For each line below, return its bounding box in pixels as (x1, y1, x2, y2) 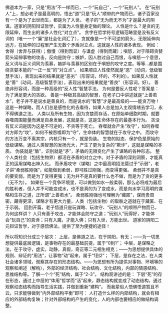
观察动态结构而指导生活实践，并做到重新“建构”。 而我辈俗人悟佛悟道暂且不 (5, 284, 159, 289)
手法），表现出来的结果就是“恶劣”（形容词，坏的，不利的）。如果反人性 (9, 73, 154, 79)
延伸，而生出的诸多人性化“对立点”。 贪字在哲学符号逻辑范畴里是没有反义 (9, 29, 159, 35)
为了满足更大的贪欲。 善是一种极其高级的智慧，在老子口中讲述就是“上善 (5, 92, 153, 97)
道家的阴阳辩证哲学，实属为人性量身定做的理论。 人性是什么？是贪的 (13, 23, 155, 29)
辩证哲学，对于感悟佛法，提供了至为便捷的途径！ (9, 223, 110, 229)
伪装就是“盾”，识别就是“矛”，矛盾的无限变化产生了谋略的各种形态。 (14, 148, 154, 154)
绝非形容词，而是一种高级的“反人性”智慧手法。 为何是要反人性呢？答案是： (5, 85, 159, 91)
